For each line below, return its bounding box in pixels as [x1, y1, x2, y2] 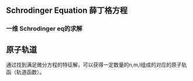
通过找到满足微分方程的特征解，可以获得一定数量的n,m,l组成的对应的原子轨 [6, 61, 187, 69]
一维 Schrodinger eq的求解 [6, 25, 83, 33]
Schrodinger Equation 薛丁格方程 [6, 5, 127, 16]
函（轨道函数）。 [6, 69, 45, 76]
